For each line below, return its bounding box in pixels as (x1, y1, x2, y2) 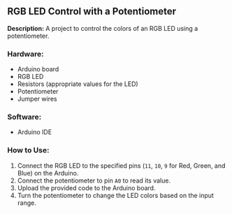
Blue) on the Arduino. (17, 169, 79, 177)
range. (17, 199, 36, 207)
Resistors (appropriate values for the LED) (17, 80, 138, 88)
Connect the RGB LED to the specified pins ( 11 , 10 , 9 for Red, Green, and (17, 161, 226, 170)
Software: (7, 112, 42, 122)
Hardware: (7, 49, 44, 59)
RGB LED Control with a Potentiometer (7, 6, 177, 17)
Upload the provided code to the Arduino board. (17, 183, 156, 192)
